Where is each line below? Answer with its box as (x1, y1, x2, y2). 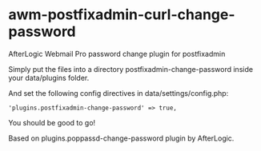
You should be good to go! (8, 117, 96, 127)
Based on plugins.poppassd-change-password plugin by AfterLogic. (8, 133, 235, 143)
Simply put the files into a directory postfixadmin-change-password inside (8, 64, 254, 74)
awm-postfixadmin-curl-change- (8, 6, 235, 24)
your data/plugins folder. (8, 73, 90, 82)
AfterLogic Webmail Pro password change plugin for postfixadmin (8, 49, 226, 58)
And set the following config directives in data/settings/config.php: (8, 88, 229, 97)
